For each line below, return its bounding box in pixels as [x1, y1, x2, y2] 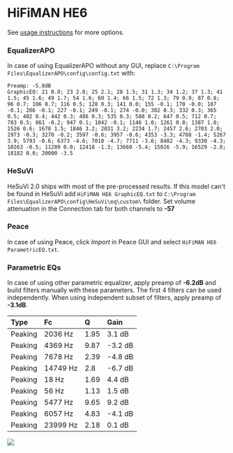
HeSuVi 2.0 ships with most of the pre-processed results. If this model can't [7, 182, 225, 190]
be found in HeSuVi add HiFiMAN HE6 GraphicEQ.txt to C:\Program [7, 189, 196, 197]
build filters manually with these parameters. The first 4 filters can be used [7, 286, 222, 295]
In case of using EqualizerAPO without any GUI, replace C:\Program [7, 62, 200, 70]
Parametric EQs [7, 263, 61, 272]
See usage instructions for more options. [7, 28, 124, 36]
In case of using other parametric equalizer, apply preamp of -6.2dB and [7, 279, 216, 287]
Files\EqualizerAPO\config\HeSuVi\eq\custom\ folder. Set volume [7, 197, 196, 205]
